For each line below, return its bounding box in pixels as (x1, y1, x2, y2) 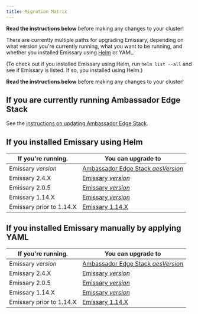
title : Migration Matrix (6, 8, 67, 15)
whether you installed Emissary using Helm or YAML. (6, 48, 135, 56)
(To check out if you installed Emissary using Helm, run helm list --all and (6, 60, 192, 67)
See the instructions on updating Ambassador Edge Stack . (6, 120, 149, 127)
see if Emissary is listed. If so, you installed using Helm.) (6, 66, 143, 74)
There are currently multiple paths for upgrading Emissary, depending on (6, 36, 184, 43)
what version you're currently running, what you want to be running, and (6, 42, 183, 50)
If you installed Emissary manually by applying (6, 223, 181, 233)
